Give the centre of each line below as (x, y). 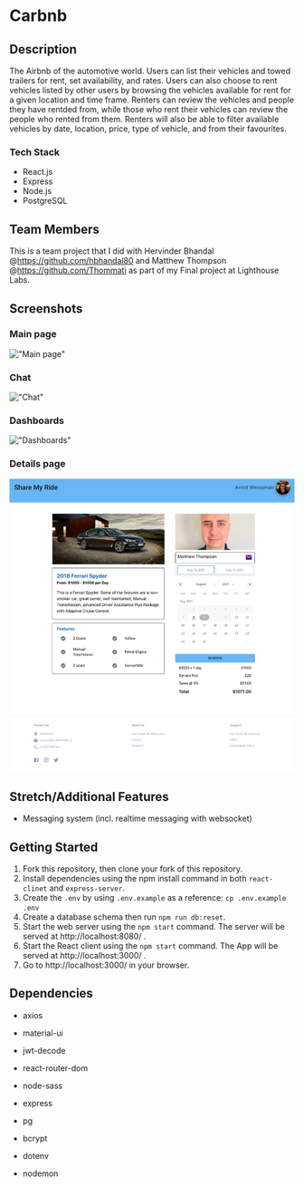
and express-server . (87, 888)
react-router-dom (55, 1068)
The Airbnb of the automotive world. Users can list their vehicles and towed (150, 71)
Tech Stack (35, 152)
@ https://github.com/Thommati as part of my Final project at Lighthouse (144, 270)
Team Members (54, 229)
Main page (33, 334)
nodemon (40, 1173)
